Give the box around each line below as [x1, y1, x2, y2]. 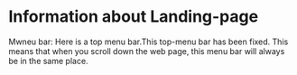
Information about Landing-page [8, 6, 259, 27]
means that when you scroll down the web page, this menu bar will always [8, 45, 285, 56]
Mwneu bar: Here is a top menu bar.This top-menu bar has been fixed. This [8, 36, 289, 47]
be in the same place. [8, 55, 88, 66]
